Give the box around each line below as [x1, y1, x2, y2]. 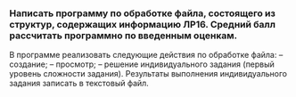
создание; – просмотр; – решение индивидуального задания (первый [9, 59, 275, 69]
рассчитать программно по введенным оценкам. [9, 29, 238, 42]
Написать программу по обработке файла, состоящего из [9, 7, 276, 20]
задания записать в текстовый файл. [9, 78, 149, 89]
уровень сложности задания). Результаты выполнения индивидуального [9, 69, 288, 79]
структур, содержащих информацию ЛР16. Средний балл [9, 18, 276, 30]
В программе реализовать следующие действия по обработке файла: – [9, 50, 284, 61]
